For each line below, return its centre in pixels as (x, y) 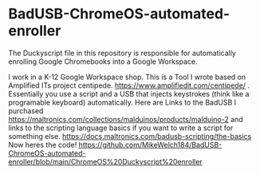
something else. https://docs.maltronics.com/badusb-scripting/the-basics (130, 136)
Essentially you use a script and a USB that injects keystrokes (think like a (129, 93)
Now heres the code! (43, 144)
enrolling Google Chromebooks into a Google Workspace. (103, 61)
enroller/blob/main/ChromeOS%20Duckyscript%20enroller (106, 161)
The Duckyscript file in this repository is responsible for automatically (122, 53)
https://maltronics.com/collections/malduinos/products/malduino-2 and (126, 119)
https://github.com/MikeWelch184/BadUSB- (150, 144)
